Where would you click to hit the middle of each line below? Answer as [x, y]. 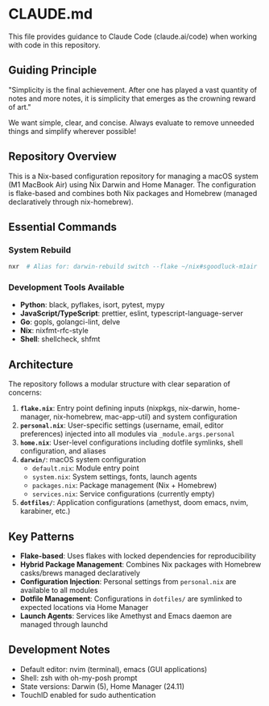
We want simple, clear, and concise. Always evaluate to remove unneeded [132, 123]
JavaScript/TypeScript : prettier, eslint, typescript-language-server [132, 313]
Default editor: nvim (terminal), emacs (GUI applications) [114, 669]
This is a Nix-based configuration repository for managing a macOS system [134, 176]
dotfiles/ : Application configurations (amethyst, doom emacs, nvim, [134, 503]
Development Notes [59, 650]
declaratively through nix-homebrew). [71, 202]
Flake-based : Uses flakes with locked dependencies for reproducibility [138, 556]
